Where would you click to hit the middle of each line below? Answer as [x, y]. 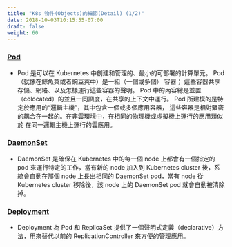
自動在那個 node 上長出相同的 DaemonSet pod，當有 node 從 [116, 176]
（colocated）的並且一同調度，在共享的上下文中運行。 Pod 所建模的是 [117, 99]
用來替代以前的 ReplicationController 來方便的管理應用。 [109, 236]
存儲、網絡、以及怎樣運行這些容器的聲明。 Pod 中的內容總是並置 [109, 90]
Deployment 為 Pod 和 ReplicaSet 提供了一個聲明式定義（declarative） [117, 228]
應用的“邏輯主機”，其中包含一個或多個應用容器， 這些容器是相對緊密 [127, 107]
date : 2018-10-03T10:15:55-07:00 [55, 20]
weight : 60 [23, 33]
